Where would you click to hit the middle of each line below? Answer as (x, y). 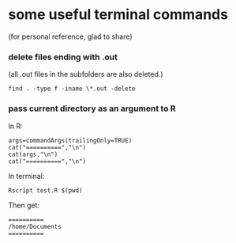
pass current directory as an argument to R (92, 108)
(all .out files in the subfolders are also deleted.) (86, 74)
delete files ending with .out (63, 57)
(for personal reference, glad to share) (70, 36)
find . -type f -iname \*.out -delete (72, 89)
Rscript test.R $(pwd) (45, 190)
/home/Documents (35, 226)
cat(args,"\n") (33, 154)
